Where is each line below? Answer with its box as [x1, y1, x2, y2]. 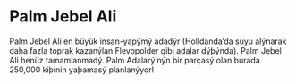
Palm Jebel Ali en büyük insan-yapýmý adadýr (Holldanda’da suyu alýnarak [9, 36, 287, 46]
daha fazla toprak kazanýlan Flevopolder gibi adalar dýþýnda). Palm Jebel [9, 45, 282, 55]
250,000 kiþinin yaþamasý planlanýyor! [9, 64, 155, 75]
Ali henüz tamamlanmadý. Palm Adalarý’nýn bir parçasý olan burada [9, 55, 261, 65]
